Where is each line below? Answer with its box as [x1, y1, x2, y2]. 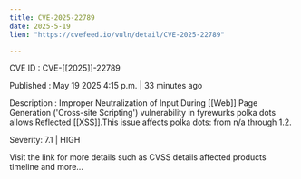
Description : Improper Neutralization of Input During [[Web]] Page [9, 98, 258, 108]
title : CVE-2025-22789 [9, 13, 95, 23]
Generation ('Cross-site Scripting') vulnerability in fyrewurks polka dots [9, 108, 277, 118]
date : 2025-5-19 [9, 22, 71, 31]
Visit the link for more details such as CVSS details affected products [9, 152, 267, 163]
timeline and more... [9, 162, 84, 173]
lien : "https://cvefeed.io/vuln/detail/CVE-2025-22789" [9, 30, 225, 39]
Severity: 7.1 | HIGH [9, 135, 81, 146]
